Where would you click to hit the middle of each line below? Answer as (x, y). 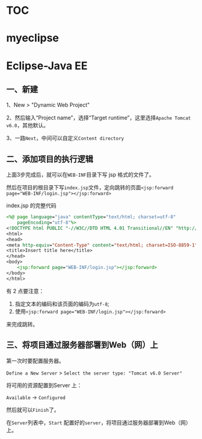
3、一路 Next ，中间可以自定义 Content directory (65, 138)
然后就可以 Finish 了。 (33, 409)
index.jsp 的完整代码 (32, 206)
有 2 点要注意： (25, 291)
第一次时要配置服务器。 (35, 361)
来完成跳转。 (22, 324)
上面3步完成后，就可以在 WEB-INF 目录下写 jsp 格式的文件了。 (81, 175)
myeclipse (32, 38)
